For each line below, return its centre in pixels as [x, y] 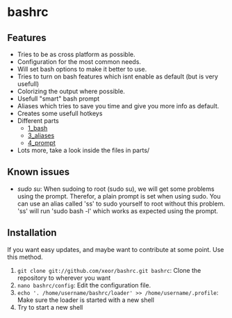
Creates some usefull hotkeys [60, 113]
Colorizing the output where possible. [71, 91]
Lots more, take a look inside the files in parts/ [83, 150]
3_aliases [41, 135]
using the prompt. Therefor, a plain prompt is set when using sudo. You [119, 196]
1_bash [38, 128]
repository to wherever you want [64, 278]
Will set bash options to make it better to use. [82, 69]
